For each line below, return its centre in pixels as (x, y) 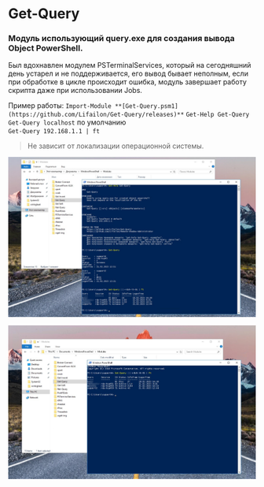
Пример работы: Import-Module (60, 106)
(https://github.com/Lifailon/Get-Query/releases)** (96, 115)
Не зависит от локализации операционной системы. (115, 146)
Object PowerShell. (46, 48)
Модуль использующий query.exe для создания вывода (122, 39)
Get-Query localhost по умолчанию (67, 122)
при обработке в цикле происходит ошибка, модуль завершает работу (128, 82)
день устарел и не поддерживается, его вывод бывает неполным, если (128, 74)
